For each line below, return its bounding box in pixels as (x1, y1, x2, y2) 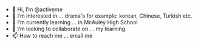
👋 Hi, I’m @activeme (12, 6, 63, 13)
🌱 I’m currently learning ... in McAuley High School (12, 19, 138, 26)
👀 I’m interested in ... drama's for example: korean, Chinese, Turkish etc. (12, 12, 193, 19)
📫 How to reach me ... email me (12, 32, 93, 39)
